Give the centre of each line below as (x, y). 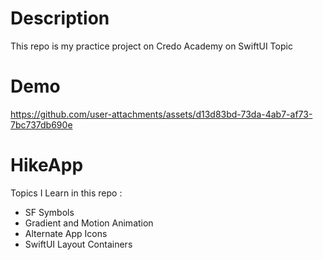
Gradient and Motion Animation (89, 223)
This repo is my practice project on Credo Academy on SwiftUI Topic (151, 46)
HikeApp (47, 165)
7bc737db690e (41, 124)
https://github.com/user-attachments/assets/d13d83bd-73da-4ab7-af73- (161, 114)
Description (60, 18)
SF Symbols (49, 212)
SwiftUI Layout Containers (78, 244)
